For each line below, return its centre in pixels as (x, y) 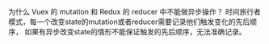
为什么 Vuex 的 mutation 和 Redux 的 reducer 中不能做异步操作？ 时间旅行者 (134, 12)
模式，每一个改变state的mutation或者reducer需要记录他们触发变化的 (122, 22)
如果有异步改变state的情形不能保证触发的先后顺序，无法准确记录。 (135, 32)
